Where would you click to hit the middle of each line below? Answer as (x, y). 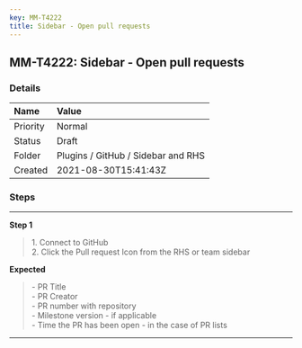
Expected (28, 270)
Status (27, 141)
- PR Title (49, 287)
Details (25, 88)
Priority (29, 127)
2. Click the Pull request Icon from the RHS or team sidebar (141, 252)
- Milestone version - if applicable (94, 316)
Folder (27, 156)
